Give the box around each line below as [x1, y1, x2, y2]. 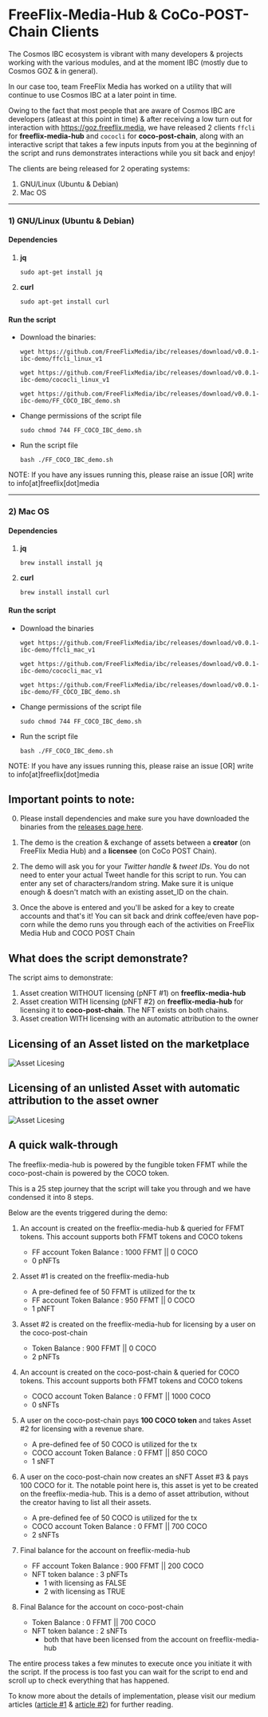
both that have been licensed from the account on [43, 1635, 209, 1644]
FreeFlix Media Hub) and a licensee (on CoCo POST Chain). [19, 846, 217, 856]
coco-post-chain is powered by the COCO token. [8, 1168, 170, 1177]
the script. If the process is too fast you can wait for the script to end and [8, 1667, 249, 1676]
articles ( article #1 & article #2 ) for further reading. [8, 1699, 174, 1709]
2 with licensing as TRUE [43, 1587, 126, 1596]
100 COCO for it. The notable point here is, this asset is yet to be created [19, 1480, 259, 1490]
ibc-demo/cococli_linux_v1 [19, 376, 110, 384]
